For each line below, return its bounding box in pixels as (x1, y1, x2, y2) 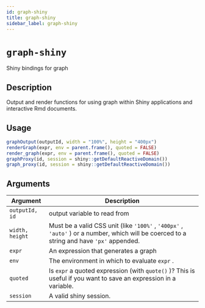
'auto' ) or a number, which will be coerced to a (48, 229, 187, 238)
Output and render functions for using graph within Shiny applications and (6, 98, 193, 106)
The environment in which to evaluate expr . (48, 257, 174, 265)
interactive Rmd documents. (6, 105, 77, 112)
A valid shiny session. (48, 291, 111, 300)
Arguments (6, 178, 51, 189)
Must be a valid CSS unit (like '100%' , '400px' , (48, 221, 183, 230)
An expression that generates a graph (48, 247, 157, 255)
